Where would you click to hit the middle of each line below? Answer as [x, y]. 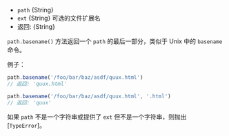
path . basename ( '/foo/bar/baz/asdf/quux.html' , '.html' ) [89, 96]
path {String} [35, 10]
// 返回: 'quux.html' [37, 84]
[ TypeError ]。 [27, 125]
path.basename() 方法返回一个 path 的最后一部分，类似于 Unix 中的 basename [115, 41]
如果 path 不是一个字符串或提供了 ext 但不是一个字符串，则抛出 [97, 117]
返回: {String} [36, 26]
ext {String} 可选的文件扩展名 [59, 18]
